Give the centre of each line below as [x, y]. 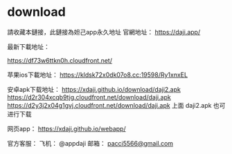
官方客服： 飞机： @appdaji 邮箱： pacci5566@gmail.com [90, 143]
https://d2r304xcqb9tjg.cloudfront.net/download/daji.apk [89, 97]
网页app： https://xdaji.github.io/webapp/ [66, 128]
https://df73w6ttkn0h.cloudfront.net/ [60, 60]
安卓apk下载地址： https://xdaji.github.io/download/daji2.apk [94, 89]
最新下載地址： [28, 46]
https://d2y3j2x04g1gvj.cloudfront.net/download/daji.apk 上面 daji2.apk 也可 [116, 105]
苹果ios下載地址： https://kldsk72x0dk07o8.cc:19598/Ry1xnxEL [98, 75]
